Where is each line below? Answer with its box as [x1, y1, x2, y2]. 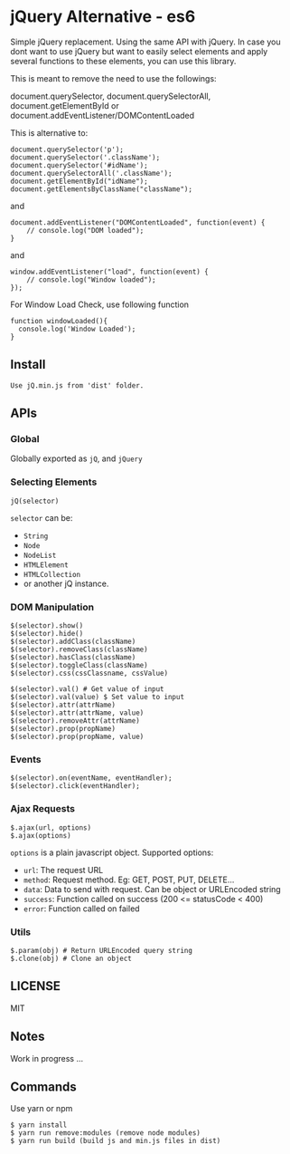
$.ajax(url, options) [10, 822, 92, 832]
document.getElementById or [10, 100, 120, 111]
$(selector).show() [10, 621, 84, 630]
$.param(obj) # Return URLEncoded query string [10, 946, 193, 955]
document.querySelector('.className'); [10, 152, 161, 162]
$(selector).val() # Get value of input [10, 685, 165, 694]
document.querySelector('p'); [10, 145, 125, 154]
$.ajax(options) [10, 831, 71, 840]
